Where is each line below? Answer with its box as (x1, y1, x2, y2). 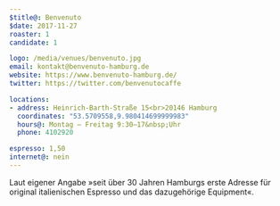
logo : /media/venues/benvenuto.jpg (9, 54, 142, 63)
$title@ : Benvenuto (9, 12, 82, 22)
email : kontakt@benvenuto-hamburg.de (9, 62, 150, 71)
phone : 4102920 (17, 128, 74, 137)
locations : (9, 95, 50, 103)
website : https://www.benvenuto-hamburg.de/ (9, 70, 177, 80)
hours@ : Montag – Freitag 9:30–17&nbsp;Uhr (17, 119, 181, 129)
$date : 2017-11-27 (9, 21, 78, 30)
